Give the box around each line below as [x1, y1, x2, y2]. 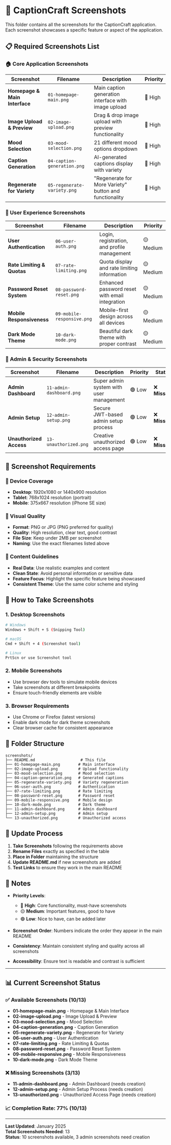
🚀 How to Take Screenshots [5, 596, 94, 604]
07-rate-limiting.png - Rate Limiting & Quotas [12, 1041, 109, 1047]
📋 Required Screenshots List [5, 42, 100, 51]
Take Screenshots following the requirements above [12, 843, 123, 849]
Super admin [93, 377, 124, 384]
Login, [99, 230, 115, 237]
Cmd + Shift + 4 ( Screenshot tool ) [5, 641, 81, 646]
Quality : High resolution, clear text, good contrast [12, 529, 117, 536]
